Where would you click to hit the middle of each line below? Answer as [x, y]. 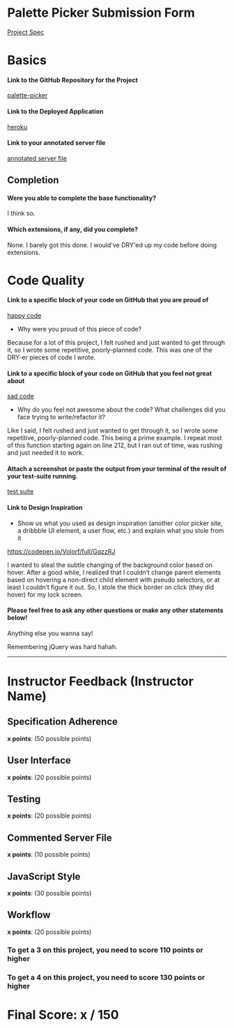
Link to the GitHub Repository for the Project [72, 80]
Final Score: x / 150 [63, 1014]
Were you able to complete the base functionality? [82, 198]
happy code [24, 316]
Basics [27, 60]
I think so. [21, 213]
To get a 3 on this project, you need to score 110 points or [105, 950]
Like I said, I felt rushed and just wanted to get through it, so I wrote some [112, 430]
